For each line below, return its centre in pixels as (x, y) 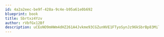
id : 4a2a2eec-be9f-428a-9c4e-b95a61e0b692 (49, 9)
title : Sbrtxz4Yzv (24, 18)
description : (18, 27)
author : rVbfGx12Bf (25, 23)
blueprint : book (21, 14)
